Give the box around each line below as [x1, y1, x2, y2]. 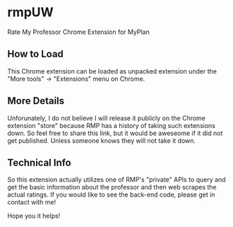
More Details [7, 95, 65, 107]
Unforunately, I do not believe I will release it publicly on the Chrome [7, 114, 206, 122]
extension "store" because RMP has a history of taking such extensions [7, 121, 215, 129]
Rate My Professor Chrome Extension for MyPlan [7, 28, 150, 36]
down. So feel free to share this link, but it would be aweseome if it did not [7, 129, 223, 137]
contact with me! [7, 198, 56, 206]
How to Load [7, 48, 64, 60]
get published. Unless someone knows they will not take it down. [7, 136, 196, 145]
